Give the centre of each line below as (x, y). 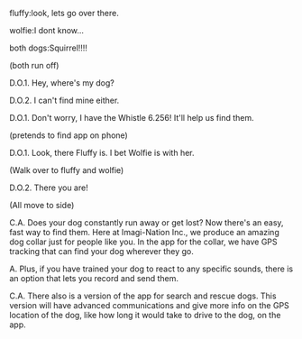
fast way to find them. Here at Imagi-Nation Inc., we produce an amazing (144, 232)
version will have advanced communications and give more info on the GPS (150, 305)
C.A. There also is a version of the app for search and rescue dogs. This (143, 296)
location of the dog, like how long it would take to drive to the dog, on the (145, 315)
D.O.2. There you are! (49, 188)
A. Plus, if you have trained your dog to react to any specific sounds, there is (151, 269)
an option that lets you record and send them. (94, 278)
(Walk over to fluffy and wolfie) (67, 170)
